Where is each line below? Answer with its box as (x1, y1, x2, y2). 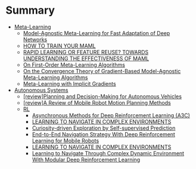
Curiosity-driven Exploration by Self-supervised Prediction (32, 124, 176, 132)
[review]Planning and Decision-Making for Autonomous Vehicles (23, 93, 182, 100)
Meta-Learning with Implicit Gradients (23, 80, 117, 87)
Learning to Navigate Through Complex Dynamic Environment (32, 149, 185, 157)
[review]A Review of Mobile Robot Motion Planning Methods (23, 99, 171, 106)
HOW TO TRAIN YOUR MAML (23, 42, 96, 49)
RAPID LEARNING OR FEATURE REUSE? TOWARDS (23, 48, 149, 55)
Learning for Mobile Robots (32, 137, 99, 144)
